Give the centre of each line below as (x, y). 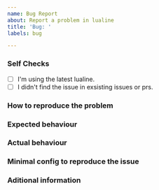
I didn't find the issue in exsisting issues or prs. (85, 87)
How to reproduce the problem (60, 105)
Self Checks (28, 64)
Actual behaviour (37, 142)
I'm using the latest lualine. (56, 79)
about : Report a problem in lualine (61, 20)
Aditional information (44, 180)
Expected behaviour (42, 124)
